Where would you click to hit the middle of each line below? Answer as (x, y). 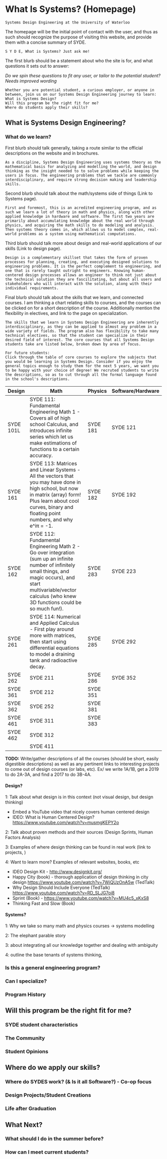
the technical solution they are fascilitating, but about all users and (83, 279)
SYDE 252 (42, 706)
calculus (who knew (53, 596)
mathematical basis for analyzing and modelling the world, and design (81, 166)
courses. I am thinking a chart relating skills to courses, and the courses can (83, 302)
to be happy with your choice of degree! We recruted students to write (82, 370)
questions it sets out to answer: (37, 66)
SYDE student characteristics (42, 1025)
